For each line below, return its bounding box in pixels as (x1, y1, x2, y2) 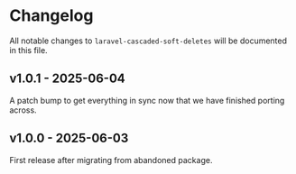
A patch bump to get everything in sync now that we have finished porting (9, 95, 285, 105)
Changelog (9, 5, 94, 26)
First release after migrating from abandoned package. (9, 154, 213, 165)
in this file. (9, 44, 48, 55)
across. (9, 105, 38, 115)
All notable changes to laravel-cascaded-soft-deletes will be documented (9, 35, 287, 46)
